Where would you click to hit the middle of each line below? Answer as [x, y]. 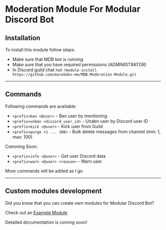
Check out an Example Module [36, 212]
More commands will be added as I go [44, 171]
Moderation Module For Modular [73, 9]
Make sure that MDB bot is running [48, 59]
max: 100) [22, 137]
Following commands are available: [41, 106]
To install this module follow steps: [40, 50]
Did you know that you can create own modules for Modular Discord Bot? [80, 203]
